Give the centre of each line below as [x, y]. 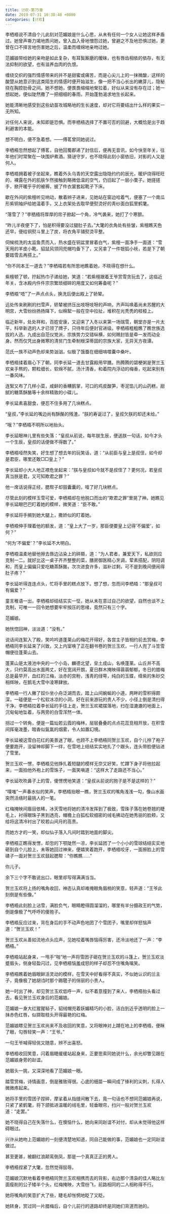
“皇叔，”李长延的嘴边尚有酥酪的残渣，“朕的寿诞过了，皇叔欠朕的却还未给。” [82, 414]
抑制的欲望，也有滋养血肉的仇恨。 [45, 65]
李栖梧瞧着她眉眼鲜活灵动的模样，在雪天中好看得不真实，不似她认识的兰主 [83, 974]
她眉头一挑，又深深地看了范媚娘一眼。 [45, 1071]
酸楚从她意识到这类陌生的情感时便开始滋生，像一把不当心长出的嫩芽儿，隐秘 [85, 81]
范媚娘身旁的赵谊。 [25, 1060]
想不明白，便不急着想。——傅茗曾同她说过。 [52, 139]
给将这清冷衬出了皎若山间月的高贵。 [43, 821]
